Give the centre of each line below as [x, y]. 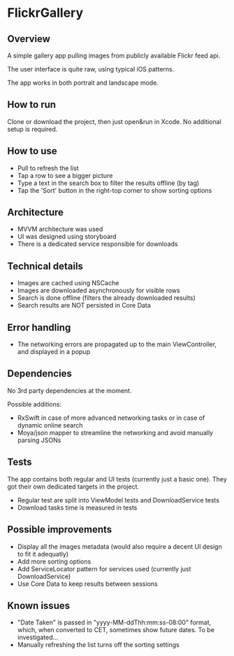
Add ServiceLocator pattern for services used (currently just [104, 568]
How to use [32, 151]
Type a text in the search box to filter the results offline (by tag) [108, 183]
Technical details [45, 266]
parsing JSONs [39, 440]
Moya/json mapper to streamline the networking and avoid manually [115, 432]
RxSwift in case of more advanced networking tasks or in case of [111, 418]
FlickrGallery [45, 13]
